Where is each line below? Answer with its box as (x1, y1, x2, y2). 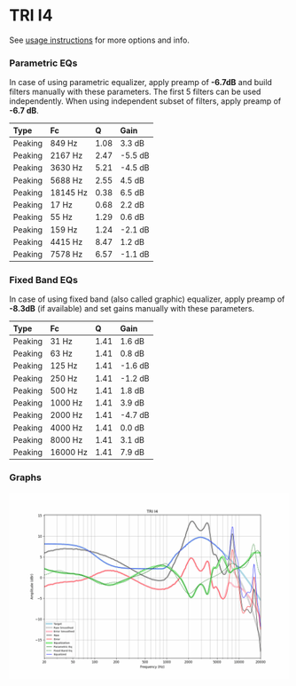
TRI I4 (9, 5, 53, 26)
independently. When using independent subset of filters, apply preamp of (9, 96, 282, 106)
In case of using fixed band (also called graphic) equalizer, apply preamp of (9, 294, 285, 304)
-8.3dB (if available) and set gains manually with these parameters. (9, 304, 255, 314)
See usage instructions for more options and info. (9, 35, 191, 45)
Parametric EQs (9, 57, 78, 69)
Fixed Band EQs (9, 273, 78, 286)
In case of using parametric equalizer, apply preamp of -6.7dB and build (9, 77, 273, 88)
